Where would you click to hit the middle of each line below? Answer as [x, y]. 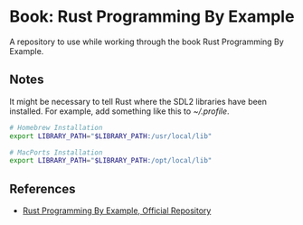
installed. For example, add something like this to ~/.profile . [119, 111]
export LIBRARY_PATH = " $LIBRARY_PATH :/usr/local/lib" [111, 136]
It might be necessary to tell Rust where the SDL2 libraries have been [138, 101]
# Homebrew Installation [56, 127]
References [43, 188]
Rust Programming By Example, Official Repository [117, 211]
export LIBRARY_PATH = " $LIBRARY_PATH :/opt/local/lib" [111, 161]
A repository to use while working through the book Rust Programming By [147, 42]
